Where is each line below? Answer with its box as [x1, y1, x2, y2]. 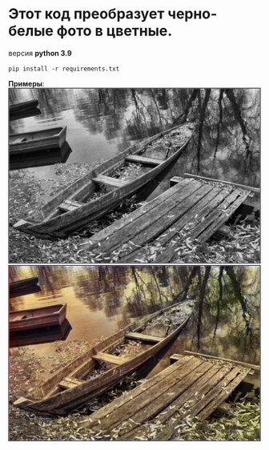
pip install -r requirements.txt [8, 65, 120, 73]
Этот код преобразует [8, 5, 165, 23]
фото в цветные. [56, 22, 173, 40]
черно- [167, 5, 218, 23]
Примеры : [8, 78, 45, 88]
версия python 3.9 [8, 48, 72, 58]
